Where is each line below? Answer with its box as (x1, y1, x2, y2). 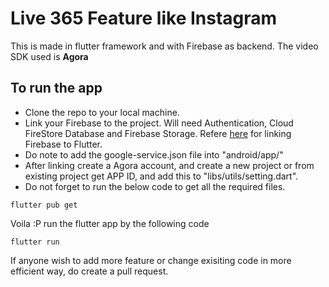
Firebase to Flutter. (24, 138, 103, 150)
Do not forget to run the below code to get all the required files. (24, 180, 286, 192)
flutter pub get (10, 200, 78, 210)
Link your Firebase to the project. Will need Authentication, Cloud (24, 117, 294, 129)
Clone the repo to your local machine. (24, 106, 180, 118)
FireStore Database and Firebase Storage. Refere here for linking (24, 127, 292, 139)
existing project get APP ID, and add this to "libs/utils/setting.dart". (24, 170, 299, 182)
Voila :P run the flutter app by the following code (10, 217, 210, 229)
